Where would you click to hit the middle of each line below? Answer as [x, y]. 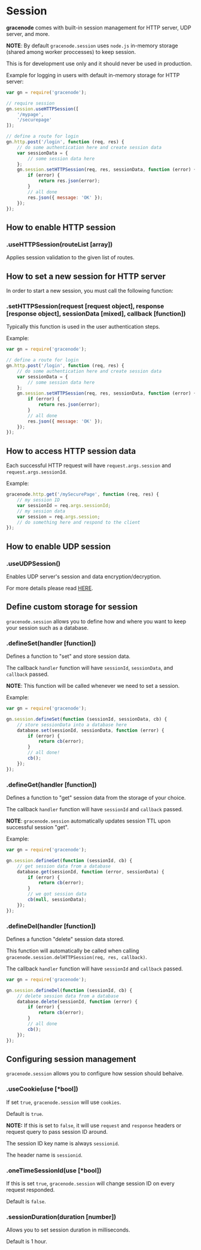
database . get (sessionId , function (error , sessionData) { [91, 872]
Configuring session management [71, 1059]
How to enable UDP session [59, 546]
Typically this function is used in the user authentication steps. [83, 327]
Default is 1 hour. [27, 1242]
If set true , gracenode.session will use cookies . [64, 1102]
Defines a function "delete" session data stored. [65, 939]
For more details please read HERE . [50, 588]
